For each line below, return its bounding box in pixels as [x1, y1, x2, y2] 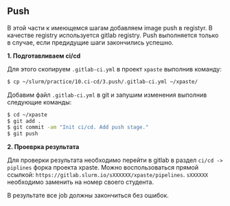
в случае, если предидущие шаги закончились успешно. [7, 38, 174, 47]
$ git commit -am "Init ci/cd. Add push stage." [7, 124, 149, 131]
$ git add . [7, 117, 41, 124]
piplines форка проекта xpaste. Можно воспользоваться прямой [7, 163, 199, 172]
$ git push [7, 130, 38, 137]
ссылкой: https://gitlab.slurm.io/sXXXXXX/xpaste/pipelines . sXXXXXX [7, 171, 209, 179]
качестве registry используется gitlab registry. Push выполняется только [7, 31, 219, 39]
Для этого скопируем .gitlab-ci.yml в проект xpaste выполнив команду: [7, 65, 222, 73]
